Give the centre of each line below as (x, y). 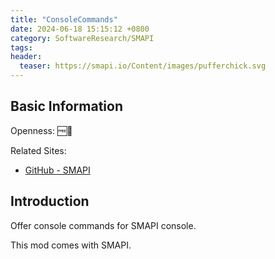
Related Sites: (38, 150)
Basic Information (67, 106)
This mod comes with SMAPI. (71, 245)
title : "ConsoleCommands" (64, 19)
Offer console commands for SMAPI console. (103, 225)
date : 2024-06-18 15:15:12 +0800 (80, 29)
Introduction (50, 201)
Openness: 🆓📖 (41, 130)
